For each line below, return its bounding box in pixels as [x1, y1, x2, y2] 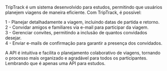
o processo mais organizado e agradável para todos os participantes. [5, 55, 148, 61]
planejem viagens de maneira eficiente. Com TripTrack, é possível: [5, 9, 142, 15]
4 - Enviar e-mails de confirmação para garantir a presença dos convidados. [5, 40, 163, 46]
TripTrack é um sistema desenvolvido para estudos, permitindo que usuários [5, 4, 163, 10]
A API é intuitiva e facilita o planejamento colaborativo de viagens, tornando [5, 50, 161, 56]
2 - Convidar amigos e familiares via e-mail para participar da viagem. [5, 24, 149, 30]
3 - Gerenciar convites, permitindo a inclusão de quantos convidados [5, 30, 148, 35]
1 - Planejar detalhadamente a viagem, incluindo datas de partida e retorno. [5, 19, 160, 25]
